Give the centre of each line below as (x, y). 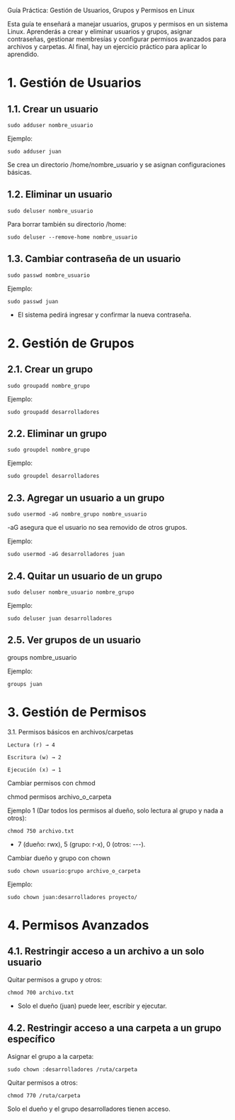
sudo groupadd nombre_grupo (49, 386)
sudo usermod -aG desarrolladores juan (66, 554)
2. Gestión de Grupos (71, 343)
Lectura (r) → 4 (31, 745)
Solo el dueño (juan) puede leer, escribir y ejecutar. (92, 1006)
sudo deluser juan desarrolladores (60, 619)
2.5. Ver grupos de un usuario (74, 640)
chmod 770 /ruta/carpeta (44, 1095)
